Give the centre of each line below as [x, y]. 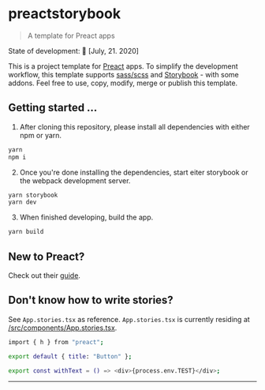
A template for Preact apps [71, 36]
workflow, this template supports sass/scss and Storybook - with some [123, 74]
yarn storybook [33, 195]
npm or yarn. [40, 135]
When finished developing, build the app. [86, 217]
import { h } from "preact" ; [56, 342]
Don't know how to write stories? [91, 300]
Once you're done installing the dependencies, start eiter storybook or [134, 172]
